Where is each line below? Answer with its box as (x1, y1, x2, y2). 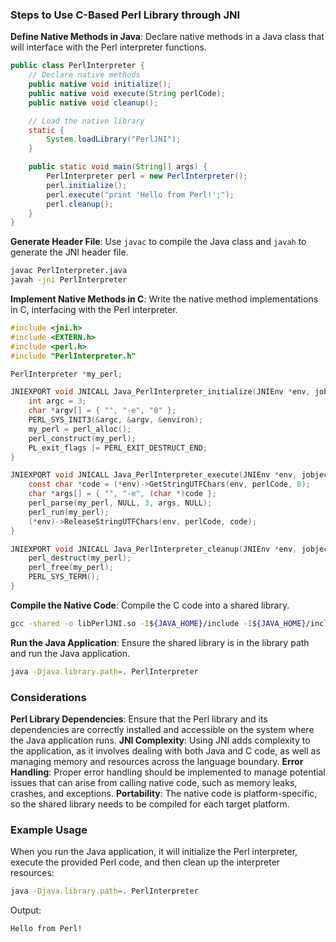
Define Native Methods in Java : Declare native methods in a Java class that (10, 31, 325, 43)
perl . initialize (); (46, 180, 128, 190)
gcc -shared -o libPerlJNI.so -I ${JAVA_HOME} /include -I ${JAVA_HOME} (10, 618, 307, 628)
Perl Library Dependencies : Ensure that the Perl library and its (10, 713, 268, 725)
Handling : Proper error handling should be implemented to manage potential (10, 766, 326, 778)
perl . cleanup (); (46, 199, 114, 209)
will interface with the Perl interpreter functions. (10, 41, 207, 53)
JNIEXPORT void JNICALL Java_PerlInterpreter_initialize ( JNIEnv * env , (10, 387, 311, 397)
